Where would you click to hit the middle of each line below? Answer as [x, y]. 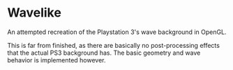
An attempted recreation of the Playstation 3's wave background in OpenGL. [117, 32]
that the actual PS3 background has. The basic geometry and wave [104, 53]
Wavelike [34, 13]
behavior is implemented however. [57, 60]
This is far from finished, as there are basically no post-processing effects [113, 45]
